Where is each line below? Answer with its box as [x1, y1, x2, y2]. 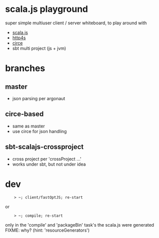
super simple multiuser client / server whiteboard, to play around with [5, 20, 147, 26]
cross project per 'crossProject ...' [12, 156, 82, 162]
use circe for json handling [12, 128, 67, 134]
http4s [12, 35, 26, 41]
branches [5, 63, 46, 74]
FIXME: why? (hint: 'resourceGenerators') [5, 227, 90, 233]
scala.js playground [5, 3, 88, 15]
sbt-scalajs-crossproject [5, 143, 84, 151]
